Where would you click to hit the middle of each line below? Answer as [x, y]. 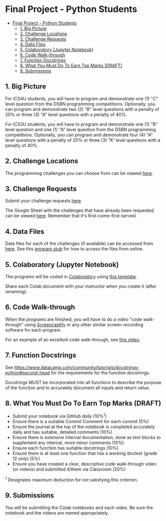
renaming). [16, 291]
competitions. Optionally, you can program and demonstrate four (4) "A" [79, 135]
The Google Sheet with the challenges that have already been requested [80, 210]
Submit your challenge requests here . [44, 201]
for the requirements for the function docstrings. [100, 373]
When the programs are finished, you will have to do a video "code [74, 319]
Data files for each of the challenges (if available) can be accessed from [79, 244]
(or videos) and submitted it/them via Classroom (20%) [69, 469]
